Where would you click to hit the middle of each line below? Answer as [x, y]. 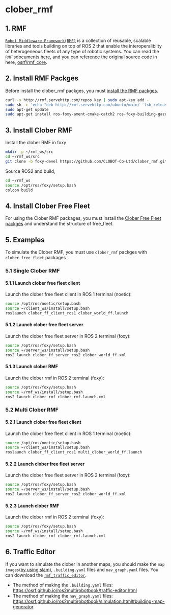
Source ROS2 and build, [30, 171]
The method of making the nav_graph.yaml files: [63, 596]
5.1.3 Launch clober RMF [32, 367]
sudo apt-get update [27, 109]
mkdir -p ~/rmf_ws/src [29, 152]
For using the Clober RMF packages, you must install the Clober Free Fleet [83, 218]
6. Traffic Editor [31, 552]
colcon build [19, 190]
